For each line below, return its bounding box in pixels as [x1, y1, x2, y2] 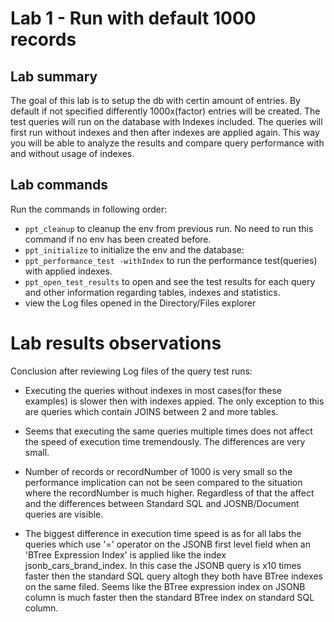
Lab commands [10, 177, 109, 194]
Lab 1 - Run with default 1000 [10, 7, 257, 30]
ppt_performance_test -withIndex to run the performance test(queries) [24, 254, 318, 266]
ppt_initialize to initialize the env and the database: [24, 243, 245, 256]
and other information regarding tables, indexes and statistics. [24, 286, 281, 298]
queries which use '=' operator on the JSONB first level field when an [24, 538, 311, 550]
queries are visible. [24, 508, 104, 520]
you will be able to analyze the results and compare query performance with [10, 137, 325, 149]
